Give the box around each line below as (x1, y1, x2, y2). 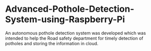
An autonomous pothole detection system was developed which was (5, 30, 146, 36)
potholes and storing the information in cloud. (5, 40, 98, 46)
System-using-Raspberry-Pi (5, 14, 125, 25)
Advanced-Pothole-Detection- (5, 3, 135, 15)
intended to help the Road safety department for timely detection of (5, 35, 144, 41)
